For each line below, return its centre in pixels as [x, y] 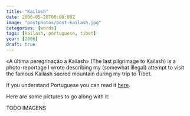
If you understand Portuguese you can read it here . [68, 85]
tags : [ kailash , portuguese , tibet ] [51, 34]
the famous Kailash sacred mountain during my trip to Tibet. [79, 74]
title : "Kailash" [27, 11]
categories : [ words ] [32, 28]
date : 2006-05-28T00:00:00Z [41, 17]
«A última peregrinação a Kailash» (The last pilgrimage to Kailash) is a [91, 61]
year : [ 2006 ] [22, 39]
